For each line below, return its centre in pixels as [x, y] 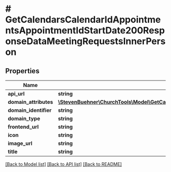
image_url [20, 143]
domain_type [24, 119]
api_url [16, 94]
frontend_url [23, 127]
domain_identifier [30, 110]
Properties [22, 71]
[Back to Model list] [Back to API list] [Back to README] [64, 164]
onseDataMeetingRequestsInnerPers [85, 41]
